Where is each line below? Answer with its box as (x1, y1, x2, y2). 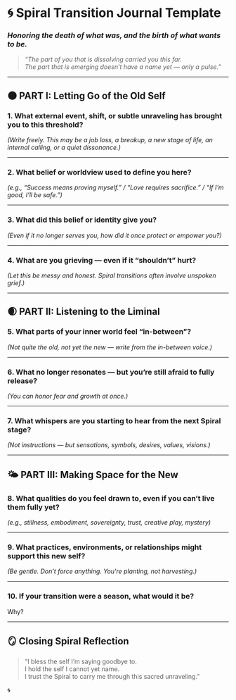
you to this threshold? (7, 120, 84, 130)
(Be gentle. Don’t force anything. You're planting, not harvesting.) (7, 567, 197, 575)
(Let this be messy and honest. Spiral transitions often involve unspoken (7, 271, 216, 280)
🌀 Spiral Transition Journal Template (7, 5, 221, 21)
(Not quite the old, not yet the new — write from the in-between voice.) (7, 343, 213, 351)
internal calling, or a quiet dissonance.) (7, 143, 121, 152)
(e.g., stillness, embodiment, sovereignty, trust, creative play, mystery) (7, 518, 211, 527)
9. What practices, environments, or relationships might (7, 542, 202, 552)
